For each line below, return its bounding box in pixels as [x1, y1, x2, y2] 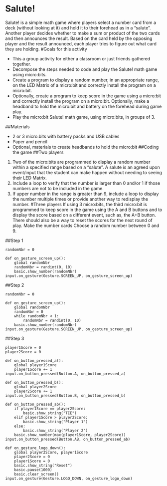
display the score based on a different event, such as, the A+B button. [12, 212, 156, 218]
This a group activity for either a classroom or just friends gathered [12, 55, 151, 61]
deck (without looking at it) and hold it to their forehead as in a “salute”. [5, 24, 151, 30]
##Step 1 [5, 238, 23, 243]
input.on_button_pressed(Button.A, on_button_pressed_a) [5, 371, 126, 376]
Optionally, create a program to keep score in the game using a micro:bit [12, 93, 161, 99]
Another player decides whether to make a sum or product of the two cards [5, 30, 161, 36]
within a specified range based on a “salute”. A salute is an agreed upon [12, 164, 161, 170]
